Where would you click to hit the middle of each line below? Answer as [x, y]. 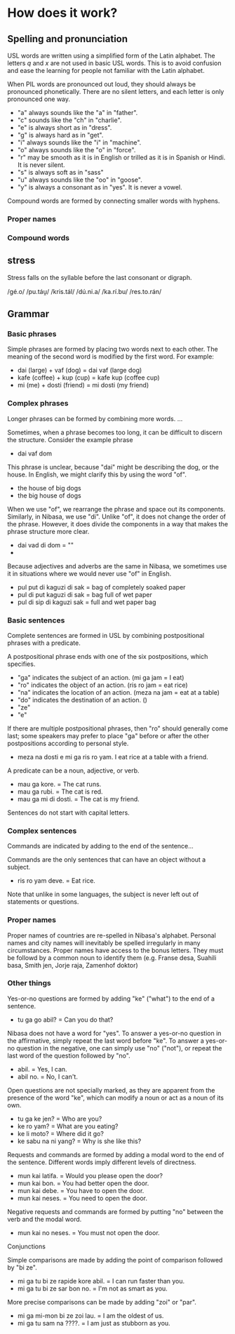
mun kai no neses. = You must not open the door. [88, 1232]
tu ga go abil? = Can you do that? [65, 1020]
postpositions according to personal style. [68, 743]
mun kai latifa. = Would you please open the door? [90, 1175]
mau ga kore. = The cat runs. [59, 784]
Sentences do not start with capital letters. [68, 813]
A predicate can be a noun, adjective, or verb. [73, 771]
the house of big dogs [49, 488]
